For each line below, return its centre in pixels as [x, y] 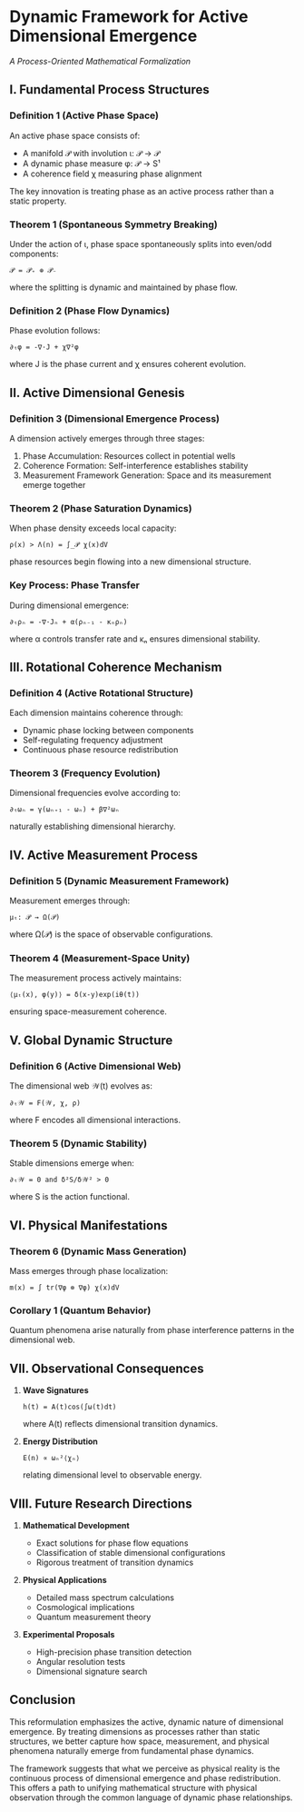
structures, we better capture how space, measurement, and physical [139, 1741]
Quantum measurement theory [93, 1617]
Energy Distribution [60, 1441]
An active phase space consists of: [75, 135]
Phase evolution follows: [55, 331]
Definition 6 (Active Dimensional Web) [95, 1066]
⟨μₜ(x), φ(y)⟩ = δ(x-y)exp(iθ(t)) [75, 995]
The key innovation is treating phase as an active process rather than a [142, 191]
